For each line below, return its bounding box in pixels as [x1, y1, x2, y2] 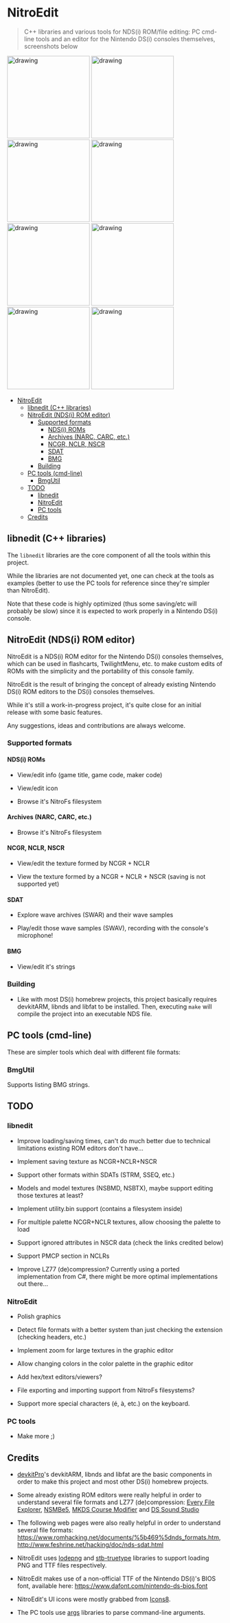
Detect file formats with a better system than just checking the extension [16, 1325, 223, 1333]
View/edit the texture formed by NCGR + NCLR [16, 860, 150, 868]
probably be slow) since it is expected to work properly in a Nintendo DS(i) [7, 606, 218, 615]
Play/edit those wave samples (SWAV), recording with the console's [16, 924, 209, 932]
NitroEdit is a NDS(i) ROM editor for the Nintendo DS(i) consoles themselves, [7, 652, 224, 660]
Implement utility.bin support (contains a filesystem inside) [16, 1204, 183, 1212]
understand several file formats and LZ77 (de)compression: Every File [16, 1498, 215, 1506]
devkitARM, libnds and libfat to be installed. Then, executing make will [16, 1002, 212, 1011]
